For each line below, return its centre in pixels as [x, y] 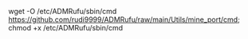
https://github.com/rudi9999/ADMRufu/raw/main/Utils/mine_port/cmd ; [124, 19]
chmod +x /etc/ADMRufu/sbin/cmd [66, 28]
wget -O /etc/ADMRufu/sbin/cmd [63, 11]
